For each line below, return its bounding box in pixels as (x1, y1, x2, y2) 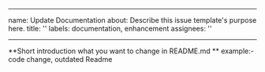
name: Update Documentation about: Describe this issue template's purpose (8, 16, 257, 24)
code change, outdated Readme (8, 55, 113, 63)
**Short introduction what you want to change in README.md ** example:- (8, 46, 254, 56)
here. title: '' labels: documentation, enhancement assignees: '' (8, 24, 212, 33)
